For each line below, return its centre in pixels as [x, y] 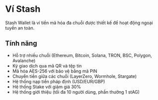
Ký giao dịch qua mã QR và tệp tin [47, 66]
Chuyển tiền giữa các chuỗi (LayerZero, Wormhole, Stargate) [75, 76]
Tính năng [21, 44]
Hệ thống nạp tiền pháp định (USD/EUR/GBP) [59, 81]
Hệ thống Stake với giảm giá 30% [46, 87]
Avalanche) [24, 61]
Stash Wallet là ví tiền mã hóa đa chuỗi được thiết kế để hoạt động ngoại [79, 23]
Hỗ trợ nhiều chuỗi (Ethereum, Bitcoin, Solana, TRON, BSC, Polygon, [82, 55]
